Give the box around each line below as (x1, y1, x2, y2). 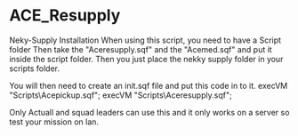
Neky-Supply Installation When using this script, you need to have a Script (9, 35, 282, 45)
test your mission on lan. (9, 116, 100, 127)
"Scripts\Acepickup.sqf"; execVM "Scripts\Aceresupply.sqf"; (9, 90, 233, 100)
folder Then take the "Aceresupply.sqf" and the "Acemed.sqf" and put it (9, 44, 273, 54)
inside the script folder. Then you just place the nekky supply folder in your (9, 53, 284, 64)
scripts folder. (9, 63, 60, 74)
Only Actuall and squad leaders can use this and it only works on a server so (9, 107, 290, 117)
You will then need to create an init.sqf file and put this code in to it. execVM (9, 80, 288, 91)
